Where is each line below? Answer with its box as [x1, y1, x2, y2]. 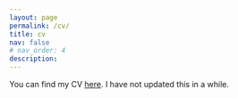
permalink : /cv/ [9, 21, 70, 30]
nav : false [9, 37, 50, 47]
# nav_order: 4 [9, 46, 66, 55]
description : [9, 54, 58, 63]
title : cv [9, 29, 47, 38]
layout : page [9, 12, 58, 22]
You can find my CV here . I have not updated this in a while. [9, 79, 230, 89]
